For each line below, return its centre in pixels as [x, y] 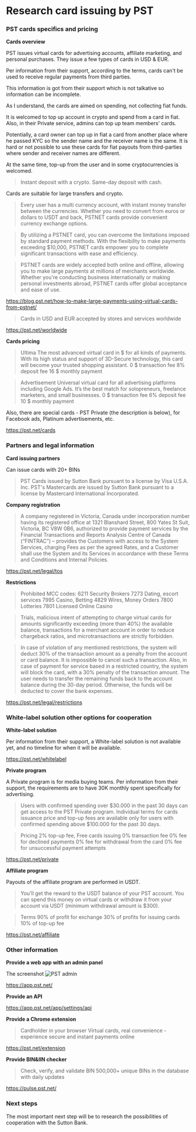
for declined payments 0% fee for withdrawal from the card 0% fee [101, 842]
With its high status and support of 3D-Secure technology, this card [101, 359]
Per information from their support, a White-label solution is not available [93, 742]
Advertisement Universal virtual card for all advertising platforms [98, 383]
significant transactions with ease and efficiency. [79, 253]
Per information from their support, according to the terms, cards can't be [95, 71]
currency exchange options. [54, 224]
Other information [32, 950]
